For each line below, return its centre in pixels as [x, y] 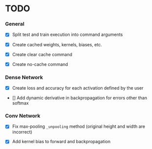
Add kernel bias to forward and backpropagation [61, 142]
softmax [20, 103]
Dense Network [24, 77]
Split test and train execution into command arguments [67, 34]
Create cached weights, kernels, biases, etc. [57, 44]
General [15, 24]
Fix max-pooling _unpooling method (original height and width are [79, 126]
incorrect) [22, 132]
